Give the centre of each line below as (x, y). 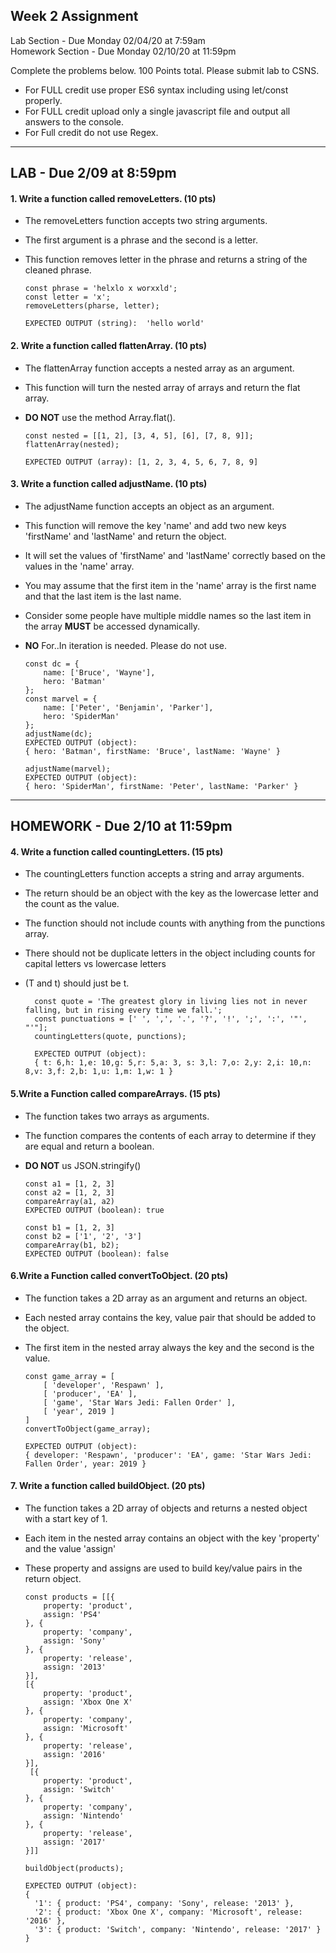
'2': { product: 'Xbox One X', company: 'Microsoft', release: (168, 1912)
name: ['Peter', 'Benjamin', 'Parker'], (128, 707)
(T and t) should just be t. (77, 983)
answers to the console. (74, 121)
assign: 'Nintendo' (84, 1816)
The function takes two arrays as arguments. (117, 1116)
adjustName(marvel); (67, 769)
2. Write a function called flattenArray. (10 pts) (109, 345)
